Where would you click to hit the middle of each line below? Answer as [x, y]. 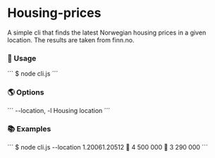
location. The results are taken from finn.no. [71, 39]
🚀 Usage [22, 58]
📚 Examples [29, 129]
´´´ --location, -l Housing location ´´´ [59, 110]
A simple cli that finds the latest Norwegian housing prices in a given [107, 32]
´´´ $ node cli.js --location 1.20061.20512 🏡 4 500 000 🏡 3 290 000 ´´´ [107, 147]
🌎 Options [26, 92]
